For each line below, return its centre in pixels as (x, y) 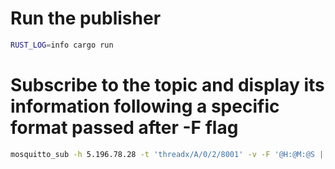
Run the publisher (86, 18)
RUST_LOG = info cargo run (62, 45)
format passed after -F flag (124, 128)
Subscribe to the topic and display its (167, 85)
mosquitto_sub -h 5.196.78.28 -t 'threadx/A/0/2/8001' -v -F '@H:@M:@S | (167, 154)
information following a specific (145, 106)
